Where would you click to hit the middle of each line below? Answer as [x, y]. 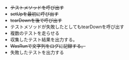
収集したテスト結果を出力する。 [44, 39]
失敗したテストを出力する [37, 52]
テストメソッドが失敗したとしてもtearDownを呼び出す [67, 27]
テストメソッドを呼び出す [37, 7]
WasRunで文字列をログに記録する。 [48, 46]
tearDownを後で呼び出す [36, 20]
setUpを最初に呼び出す [34, 14]
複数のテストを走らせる [35, 33]
